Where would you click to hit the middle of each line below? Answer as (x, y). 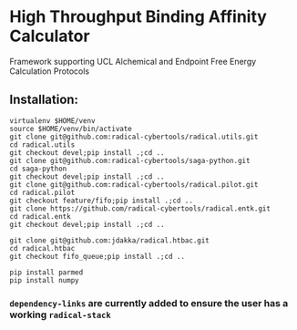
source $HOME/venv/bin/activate (71, 129)
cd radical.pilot (42, 192)
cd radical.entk (40, 216)
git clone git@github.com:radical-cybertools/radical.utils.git (134, 137)
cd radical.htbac (42, 248)
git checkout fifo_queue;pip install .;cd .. (97, 256)
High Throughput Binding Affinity (138, 17)
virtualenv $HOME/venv (52, 120)
